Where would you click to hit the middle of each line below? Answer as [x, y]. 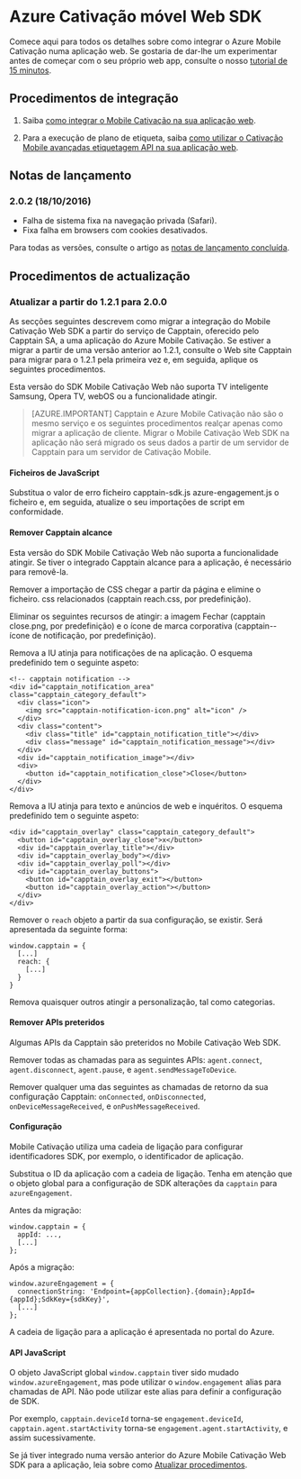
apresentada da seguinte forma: [69, 929]
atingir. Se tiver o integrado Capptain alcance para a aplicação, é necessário [150, 562]
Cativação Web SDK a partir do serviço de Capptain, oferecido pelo [134, 331]
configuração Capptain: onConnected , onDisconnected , [108, 1096]
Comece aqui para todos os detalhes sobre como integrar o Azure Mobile [145, 41]
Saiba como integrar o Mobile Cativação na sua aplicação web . [139, 120]
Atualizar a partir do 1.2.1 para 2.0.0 [89, 302]
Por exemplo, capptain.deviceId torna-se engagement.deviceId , [127, 1419]
